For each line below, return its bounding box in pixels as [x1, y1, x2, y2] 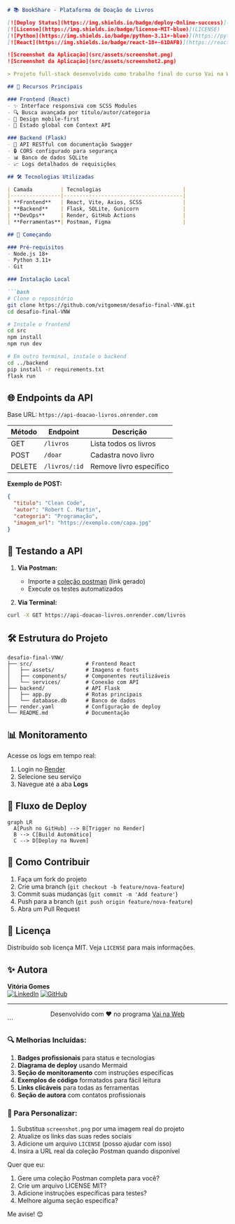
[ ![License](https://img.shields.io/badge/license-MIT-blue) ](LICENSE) [7, 25, 220, 33]
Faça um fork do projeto [17, 874, 87, 883]
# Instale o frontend [7, 321, 71, 328]
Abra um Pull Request [17, 905, 80, 913]
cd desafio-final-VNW [7, 308, 71, 315]
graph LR [7, 818, 33, 826]
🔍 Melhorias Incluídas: [7, 1036, 87, 1045]
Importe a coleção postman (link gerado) [27, 577, 145, 586]
